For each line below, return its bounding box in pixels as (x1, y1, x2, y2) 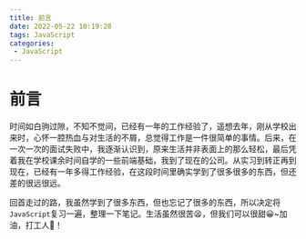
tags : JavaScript (9, 30, 76, 39)
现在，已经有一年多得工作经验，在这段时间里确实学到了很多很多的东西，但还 (9, 166, 297, 177)
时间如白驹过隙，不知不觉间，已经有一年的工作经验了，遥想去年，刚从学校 (9, 121, 289, 132)
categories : (9, 38, 55, 48)
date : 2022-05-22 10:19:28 (9, 22, 112, 31)
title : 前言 (9, 13, 52, 23)
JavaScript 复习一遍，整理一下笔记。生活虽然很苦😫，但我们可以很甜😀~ (9, 208, 280, 219)
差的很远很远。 (9, 178, 66, 189)
